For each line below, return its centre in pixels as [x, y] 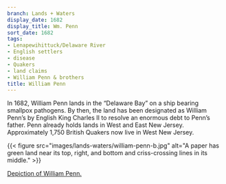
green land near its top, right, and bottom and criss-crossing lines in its [108, 153]
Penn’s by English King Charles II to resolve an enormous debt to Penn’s [109, 118]
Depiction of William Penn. [45, 174]
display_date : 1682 [35, 20]
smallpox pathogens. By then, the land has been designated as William [107, 111]
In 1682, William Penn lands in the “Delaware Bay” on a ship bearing [103, 103]
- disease [21, 58]
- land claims [27, 71]
